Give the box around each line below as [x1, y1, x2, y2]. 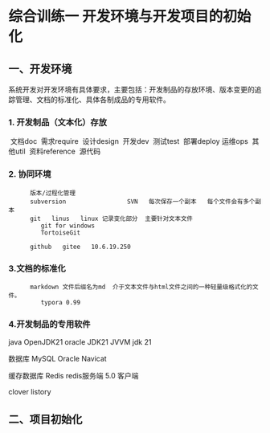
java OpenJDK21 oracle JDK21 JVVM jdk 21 [8, 337, 152, 347]
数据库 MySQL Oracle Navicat [8, 354, 107, 364]
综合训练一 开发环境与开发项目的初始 [8, 7, 252, 26]
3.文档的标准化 [8, 263, 66, 274]
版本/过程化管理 [29, 189, 76, 197]
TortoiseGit [40, 228, 81, 237]
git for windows [40, 222, 95, 230]
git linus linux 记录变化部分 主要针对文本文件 [29, 214, 193, 223]
